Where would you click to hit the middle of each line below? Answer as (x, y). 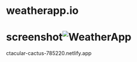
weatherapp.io (42, 11)
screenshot (35, 37)
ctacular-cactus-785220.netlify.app (49, 53)
